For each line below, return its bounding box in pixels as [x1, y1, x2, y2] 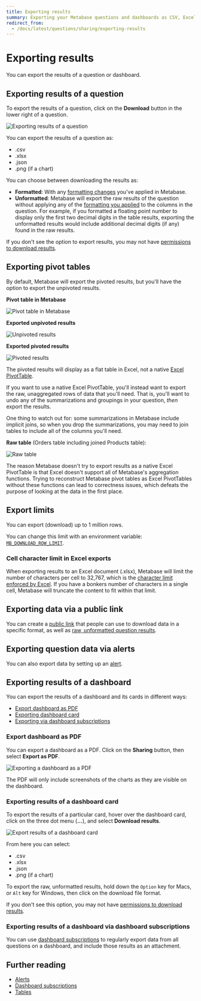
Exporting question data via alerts [6, 644, 136, 655]
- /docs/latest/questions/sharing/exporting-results [11, 25, 146, 32]
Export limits [6, 505, 55, 515]
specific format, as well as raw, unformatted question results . [6, 626, 157, 634]
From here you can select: [6, 840, 71, 847]
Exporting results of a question [6, 88, 124, 99]
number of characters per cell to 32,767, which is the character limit [6, 574, 173, 581]
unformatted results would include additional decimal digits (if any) [14, 220, 179, 227]
